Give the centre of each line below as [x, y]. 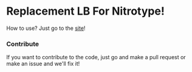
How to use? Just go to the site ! [46, 28]
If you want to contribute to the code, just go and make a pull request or [96, 57]
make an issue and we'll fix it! [43, 64]
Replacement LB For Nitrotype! [86, 11]
